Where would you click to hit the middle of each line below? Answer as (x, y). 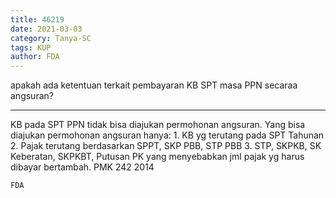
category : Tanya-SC (51, 38)
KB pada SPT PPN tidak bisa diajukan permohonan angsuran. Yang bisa (158, 125)
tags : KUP (31, 47)
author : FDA (35, 57)
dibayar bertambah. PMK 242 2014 (82, 167)
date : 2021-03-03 (46, 29)
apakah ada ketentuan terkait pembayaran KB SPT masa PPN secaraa (154, 85)
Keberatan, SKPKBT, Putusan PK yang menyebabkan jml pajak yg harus (157, 157)
